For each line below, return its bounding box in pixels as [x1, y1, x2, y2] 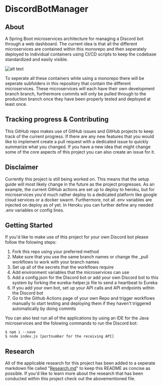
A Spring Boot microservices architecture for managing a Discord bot [5, 36, 144, 41]
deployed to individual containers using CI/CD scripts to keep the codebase [5, 51, 157, 57]
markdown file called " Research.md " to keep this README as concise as [5, 366, 151, 371]
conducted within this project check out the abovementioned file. [5, 376, 136, 382]
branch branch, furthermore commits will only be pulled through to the [5, 91, 146, 96]
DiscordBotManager [5, 3, 89, 15]
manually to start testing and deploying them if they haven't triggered [12, 301, 151, 307]
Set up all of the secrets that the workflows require [12, 264, 114, 270]
